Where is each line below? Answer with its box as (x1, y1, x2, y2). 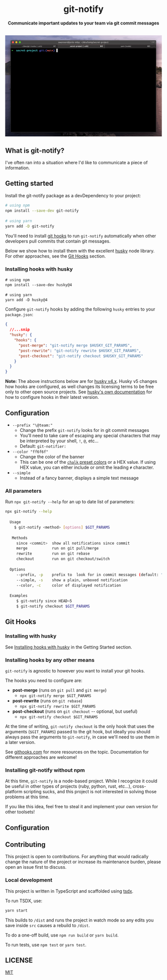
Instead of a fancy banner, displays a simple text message (19, 475, 139, 481)
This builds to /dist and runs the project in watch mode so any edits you (5, 917, 154, 923)
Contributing (5, 840, 46, 849)
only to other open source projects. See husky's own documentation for (5, 389, 153, 395)
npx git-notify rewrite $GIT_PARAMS (19, 704, 96, 709)
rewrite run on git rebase (16, 551, 90, 556)
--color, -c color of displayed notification (16, 583, 121, 588)
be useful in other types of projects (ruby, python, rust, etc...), (5, 783, 132, 789)
